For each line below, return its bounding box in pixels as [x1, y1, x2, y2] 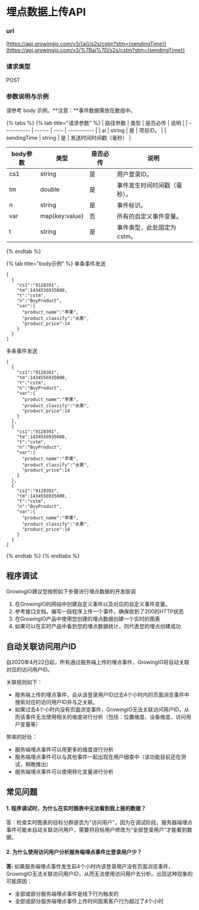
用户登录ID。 [117, 170, 153, 178]
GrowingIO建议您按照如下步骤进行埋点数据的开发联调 [6, 587, 136, 595]
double [40, 185, 60, 194]
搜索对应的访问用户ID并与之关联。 [14, 698, 98, 705]
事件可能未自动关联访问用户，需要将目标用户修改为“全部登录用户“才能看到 [6, 827, 188, 834]
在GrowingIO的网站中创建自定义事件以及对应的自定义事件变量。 [14, 600, 171, 607]
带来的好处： [6, 733, 37, 740]
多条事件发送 [6, 348, 37, 355]
